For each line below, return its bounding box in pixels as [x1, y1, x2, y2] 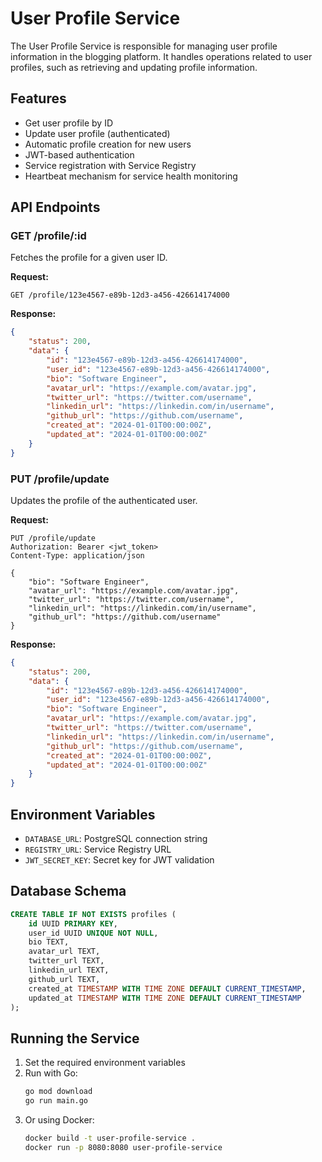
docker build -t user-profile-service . [24, 1133, 196, 1144]
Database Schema [10, 883, 127, 900]
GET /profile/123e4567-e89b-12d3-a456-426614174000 [10, 290, 230, 301]
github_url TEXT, [28, 974, 101, 984]
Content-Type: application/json [10, 550, 145, 561]
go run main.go [24, 1096, 89, 1106]
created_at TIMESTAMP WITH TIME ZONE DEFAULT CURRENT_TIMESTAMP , [28, 983, 307, 994]
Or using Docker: [24, 1114, 95, 1126]
